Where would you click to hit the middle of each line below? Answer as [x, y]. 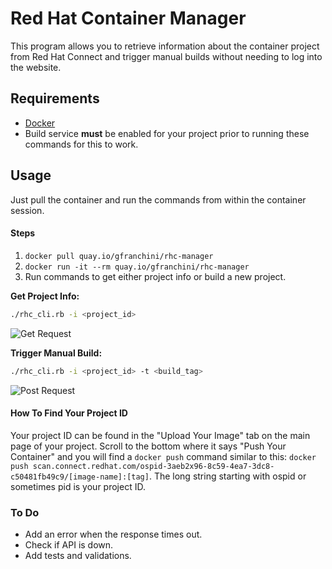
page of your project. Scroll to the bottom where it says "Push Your [148, 446]
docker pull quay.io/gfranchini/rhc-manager [119, 256]
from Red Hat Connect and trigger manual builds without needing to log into [166, 56]
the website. [36, 67]
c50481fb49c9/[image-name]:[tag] [80, 477]
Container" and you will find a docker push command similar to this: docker [163, 456]
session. [27, 210]
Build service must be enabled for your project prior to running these [167, 133]
